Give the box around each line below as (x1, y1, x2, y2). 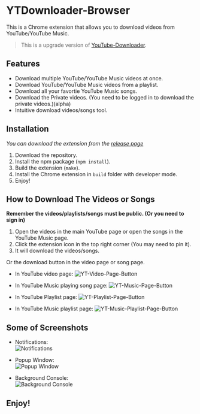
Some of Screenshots (6, 322, 89, 333)
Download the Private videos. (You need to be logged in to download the (14, 93, 195, 101)
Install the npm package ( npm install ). (14, 158, 111, 165)
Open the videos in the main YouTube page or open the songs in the (14, 228, 183, 235)
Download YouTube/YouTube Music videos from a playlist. (14, 81, 159, 88)
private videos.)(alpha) (14, 100, 71, 107)
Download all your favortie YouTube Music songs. (14, 87, 138, 95)
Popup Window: (14, 356, 55, 364)
